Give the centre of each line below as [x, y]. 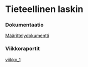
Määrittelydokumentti [27, 35]
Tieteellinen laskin [45, 9]
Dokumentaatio [24, 25]
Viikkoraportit [23, 48]
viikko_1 [13, 59]
